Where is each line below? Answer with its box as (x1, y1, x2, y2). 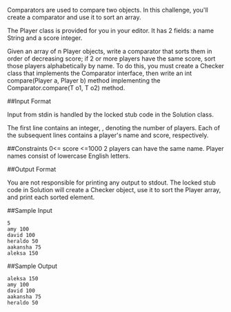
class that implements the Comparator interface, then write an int (7, 69, 192, 77)
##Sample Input (7, 207, 53, 214)
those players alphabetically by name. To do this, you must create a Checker (7, 62, 225, 70)
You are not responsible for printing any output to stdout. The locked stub (7, 178, 216, 187)
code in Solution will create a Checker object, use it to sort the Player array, (7, 186, 221, 194)
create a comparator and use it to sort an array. (7, 13, 141, 21)
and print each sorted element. (7, 193, 95, 201)
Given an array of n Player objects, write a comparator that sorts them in (7, 48, 212, 55)
